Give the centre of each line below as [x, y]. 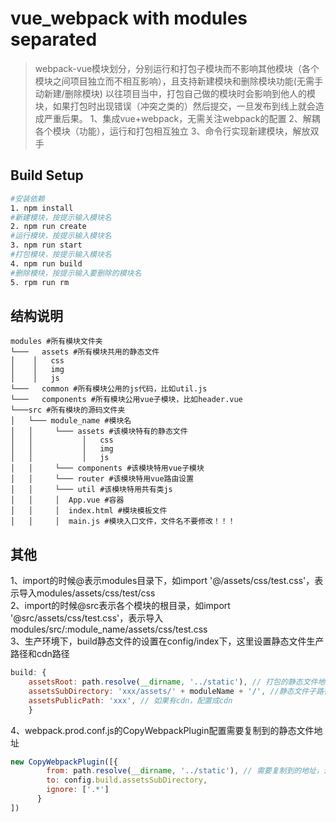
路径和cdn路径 [40, 654]
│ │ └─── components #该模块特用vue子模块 [107, 468]
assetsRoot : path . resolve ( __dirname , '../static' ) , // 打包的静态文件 [173, 682]
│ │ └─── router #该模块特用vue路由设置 [102, 479]
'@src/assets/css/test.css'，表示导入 [87, 618]
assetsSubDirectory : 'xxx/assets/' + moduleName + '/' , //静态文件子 [172, 691]
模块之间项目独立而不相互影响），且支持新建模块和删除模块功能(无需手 [178, 81]
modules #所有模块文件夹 [56, 342]
